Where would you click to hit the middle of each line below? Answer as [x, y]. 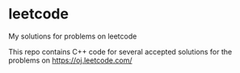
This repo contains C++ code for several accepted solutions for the [120, 51]
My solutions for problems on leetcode [73, 36]
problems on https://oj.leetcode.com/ [70, 60]
